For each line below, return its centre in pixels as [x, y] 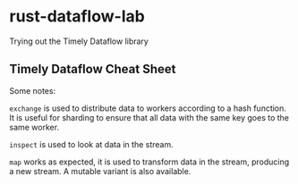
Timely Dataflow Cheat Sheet [93, 69]
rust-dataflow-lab [77, 17]
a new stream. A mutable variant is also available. [100, 171]
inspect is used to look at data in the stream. [91, 144]
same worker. [34, 127]
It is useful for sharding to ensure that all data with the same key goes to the [149, 117]
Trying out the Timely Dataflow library [79, 41]
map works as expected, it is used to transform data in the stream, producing [149, 162]
